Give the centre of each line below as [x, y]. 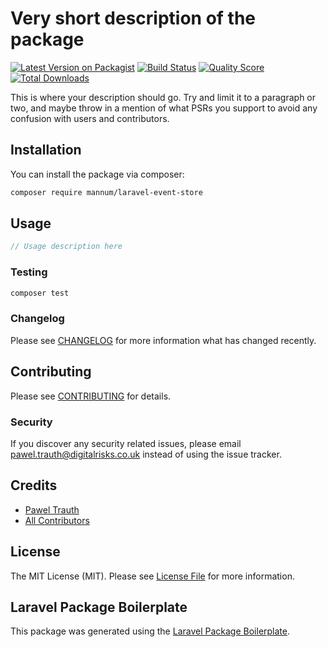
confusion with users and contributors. [90, 118]
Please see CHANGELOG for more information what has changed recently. [163, 340]
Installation [46, 150]
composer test [40, 293]
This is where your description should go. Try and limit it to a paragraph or [163, 97]
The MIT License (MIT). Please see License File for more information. [152, 576]
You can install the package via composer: [97, 174]
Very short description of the [133, 18]
